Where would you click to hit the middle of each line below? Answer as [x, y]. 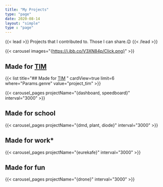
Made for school [30, 114]
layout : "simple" [23, 23]
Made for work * [30, 140]
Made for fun [25, 167]
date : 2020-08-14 [23, 19]
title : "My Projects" [27, 10]
